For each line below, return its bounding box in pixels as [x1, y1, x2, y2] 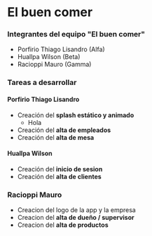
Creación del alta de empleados [17, 126, 111, 134]
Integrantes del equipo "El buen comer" [7, 29, 146, 39]
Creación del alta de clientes [17, 172, 102, 181]
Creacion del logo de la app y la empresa [17, 206, 137, 214]
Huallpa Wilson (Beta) [17, 53, 81, 61]
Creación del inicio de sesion [17, 164, 103, 173]
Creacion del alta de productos [17, 221, 109, 229]
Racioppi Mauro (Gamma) [17, 60, 92, 69]
